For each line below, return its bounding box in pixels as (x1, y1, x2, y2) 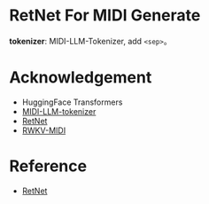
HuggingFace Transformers (21, 97, 123, 107)
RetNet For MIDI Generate (9, 5, 201, 26)
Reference (9, 156, 87, 177)
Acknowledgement (9, 67, 152, 88)
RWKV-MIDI (21, 125, 66, 136)
